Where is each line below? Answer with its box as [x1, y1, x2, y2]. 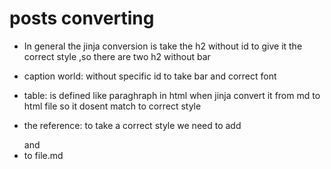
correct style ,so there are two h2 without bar [23, 50, 211, 62]
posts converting [9, 7, 155, 30]
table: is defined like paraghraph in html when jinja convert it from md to [23, 89, 321, 101]
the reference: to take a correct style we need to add [23, 119, 242, 131]
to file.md [23, 149, 64, 161]
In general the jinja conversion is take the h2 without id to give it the [23, 40, 303, 52]
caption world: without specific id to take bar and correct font [23, 70, 277, 82]
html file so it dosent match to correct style [23, 100, 202, 112]
